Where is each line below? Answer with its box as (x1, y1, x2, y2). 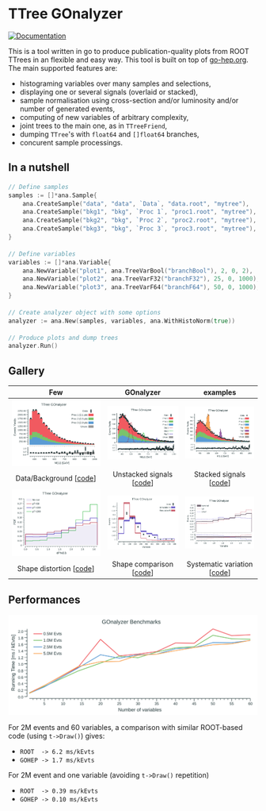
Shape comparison (112, 559, 174, 569)
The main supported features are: (8, 63, 118, 72)
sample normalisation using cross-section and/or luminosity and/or (19, 95, 239, 105)
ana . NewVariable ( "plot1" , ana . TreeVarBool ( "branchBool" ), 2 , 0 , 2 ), (22, 267, 253, 275)
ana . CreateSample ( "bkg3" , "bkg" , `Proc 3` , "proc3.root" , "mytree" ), (22, 225, 257, 233)
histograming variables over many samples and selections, (19, 79, 211, 88)
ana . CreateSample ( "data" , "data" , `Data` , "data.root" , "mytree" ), (22, 199, 249, 207)
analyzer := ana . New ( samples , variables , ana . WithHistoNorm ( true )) (8, 317, 236, 325)
